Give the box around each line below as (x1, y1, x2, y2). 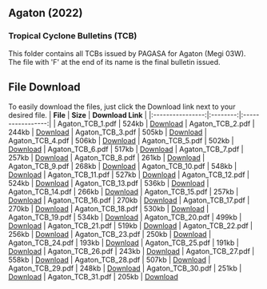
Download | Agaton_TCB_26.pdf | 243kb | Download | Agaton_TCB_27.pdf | (8, 246, 255, 255)
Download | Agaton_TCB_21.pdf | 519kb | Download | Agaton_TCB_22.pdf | (8, 220, 253, 231)
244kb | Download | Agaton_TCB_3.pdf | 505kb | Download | (8, 127, 208, 137)
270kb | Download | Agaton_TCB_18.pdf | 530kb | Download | (8, 203, 209, 213)
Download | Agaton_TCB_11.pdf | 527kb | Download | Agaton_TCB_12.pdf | (8, 170, 250, 179)
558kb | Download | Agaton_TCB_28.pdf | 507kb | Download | (8, 255, 211, 264)
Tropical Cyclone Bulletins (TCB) (8, 30, 137, 42)
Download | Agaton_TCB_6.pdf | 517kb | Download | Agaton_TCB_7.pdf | (8, 144, 244, 154)
